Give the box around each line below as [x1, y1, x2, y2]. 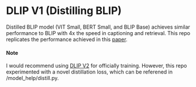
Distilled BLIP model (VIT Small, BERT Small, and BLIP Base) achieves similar [6, 23, 190, 30]
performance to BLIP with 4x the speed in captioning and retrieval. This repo [6, 29, 191, 36]
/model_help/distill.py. [6, 75, 59, 82]
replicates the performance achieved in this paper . [6, 36, 128, 43]
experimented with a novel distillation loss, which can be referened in [6, 68, 173, 75]
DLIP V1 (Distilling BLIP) [6, 4, 122, 18]
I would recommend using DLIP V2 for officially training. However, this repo [6, 62, 187, 69]
